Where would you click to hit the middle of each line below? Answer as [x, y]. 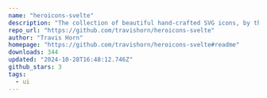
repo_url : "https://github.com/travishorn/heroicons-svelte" [112, 30]
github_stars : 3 [35, 67]
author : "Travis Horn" [46, 38]
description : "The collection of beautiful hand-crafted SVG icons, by [129, 23]
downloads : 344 [33, 52]
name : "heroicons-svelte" [51, 15]
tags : [17, 74]
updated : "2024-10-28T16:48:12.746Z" [71, 60]
